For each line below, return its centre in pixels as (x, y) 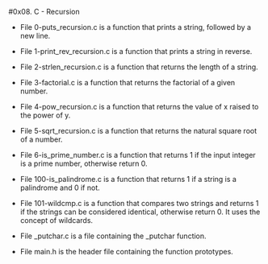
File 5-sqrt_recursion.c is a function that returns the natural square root (138, 131)
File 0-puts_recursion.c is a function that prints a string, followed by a (136, 27)
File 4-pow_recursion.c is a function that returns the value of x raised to (139, 107)
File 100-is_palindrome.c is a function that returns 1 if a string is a (128, 179)
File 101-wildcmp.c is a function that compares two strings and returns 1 (139, 203)
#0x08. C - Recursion (44, 12)
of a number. (41, 139)
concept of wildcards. (57, 220)
